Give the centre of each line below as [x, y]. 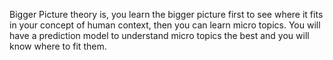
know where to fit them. [58, 46]
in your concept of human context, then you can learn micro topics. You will [165, 25]
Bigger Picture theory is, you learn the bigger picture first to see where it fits [166, 14]
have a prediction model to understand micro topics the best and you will [159, 35]
